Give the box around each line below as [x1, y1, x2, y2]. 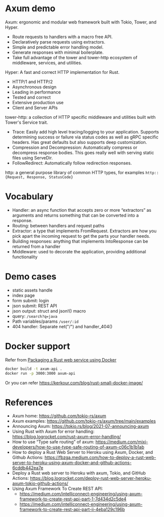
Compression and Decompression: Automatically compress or [12, 144, 138, 150]
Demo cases [5, 271, 57, 282]
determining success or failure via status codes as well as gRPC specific [12, 134, 159, 140]
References [5, 397, 53, 408]
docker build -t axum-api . [5, 366, 63, 371]
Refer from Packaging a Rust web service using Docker [5, 357, 117, 362]
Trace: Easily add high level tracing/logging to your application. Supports [12, 129, 159, 135]
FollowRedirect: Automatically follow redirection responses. [12, 160, 132, 166]
